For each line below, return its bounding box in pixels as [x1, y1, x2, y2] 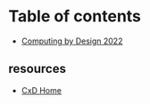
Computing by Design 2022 [21, 36, 123, 46]
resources [8, 61, 66, 76]
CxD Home [21, 84, 62, 95]
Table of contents [8, 6, 142, 27]
